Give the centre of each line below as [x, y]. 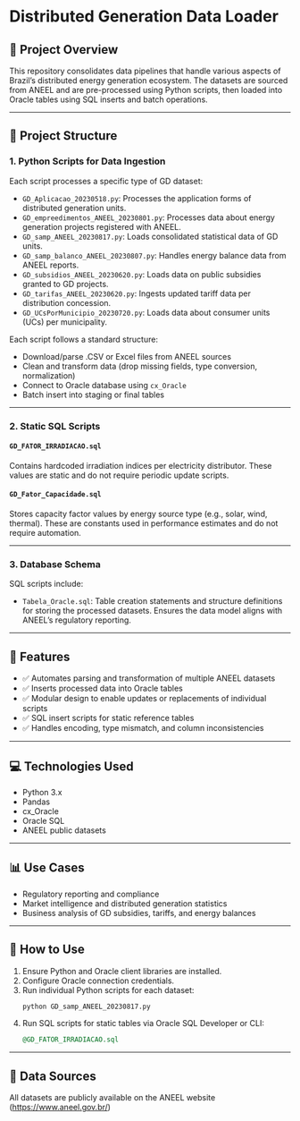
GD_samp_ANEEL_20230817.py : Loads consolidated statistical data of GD [150, 236]
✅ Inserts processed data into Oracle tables [102, 688]
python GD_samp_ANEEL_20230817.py [86, 1006]
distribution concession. [67, 302]
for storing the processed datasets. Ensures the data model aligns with [152, 611]
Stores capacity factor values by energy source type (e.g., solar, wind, [138, 514]
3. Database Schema [55, 564]
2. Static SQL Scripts [55, 426]
